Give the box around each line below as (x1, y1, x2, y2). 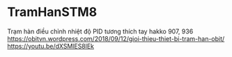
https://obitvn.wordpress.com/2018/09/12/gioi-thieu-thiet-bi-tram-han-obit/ (7, 34, 225, 42)
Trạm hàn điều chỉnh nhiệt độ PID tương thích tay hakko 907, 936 (7, 27, 194, 35)
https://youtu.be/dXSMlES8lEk (7, 42, 95, 50)
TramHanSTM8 (7, 4, 98, 20)
